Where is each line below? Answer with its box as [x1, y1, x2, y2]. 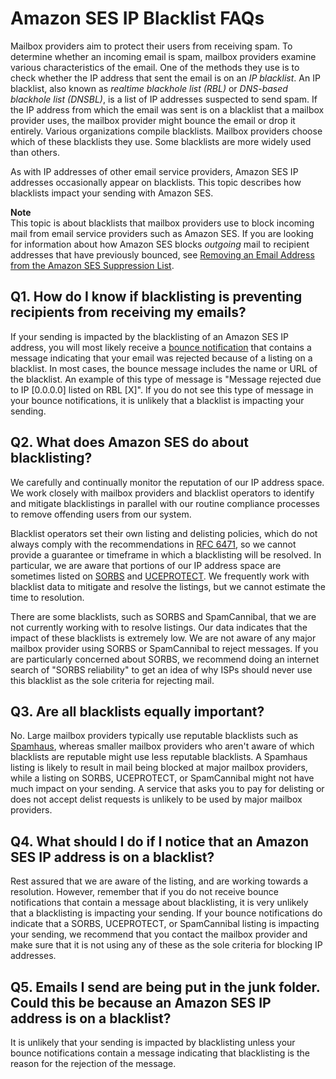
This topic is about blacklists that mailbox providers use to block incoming [10, 217, 315, 229]
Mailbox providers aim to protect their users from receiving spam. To [10, 40, 293, 52]
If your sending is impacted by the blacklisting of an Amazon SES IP [10, 330, 290, 342]
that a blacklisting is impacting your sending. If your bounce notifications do [10, 907, 323, 919]
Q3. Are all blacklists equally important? [10, 703, 265, 720]
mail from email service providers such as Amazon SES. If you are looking [10, 227, 314, 239]
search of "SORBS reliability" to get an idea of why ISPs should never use [10, 663, 313, 676]
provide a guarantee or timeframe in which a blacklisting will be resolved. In [10, 548, 322, 561]
